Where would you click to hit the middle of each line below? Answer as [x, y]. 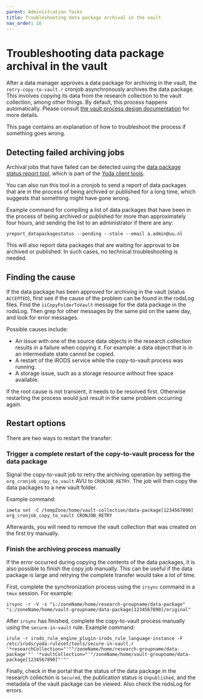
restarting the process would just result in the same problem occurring [94, 397]
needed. [17, 258]
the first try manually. [33, 533]
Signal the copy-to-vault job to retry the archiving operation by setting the [98, 474]
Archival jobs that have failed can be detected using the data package [94, 167]
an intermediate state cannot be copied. [65, 354]
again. [14, 404]
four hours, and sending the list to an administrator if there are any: [90, 223]
